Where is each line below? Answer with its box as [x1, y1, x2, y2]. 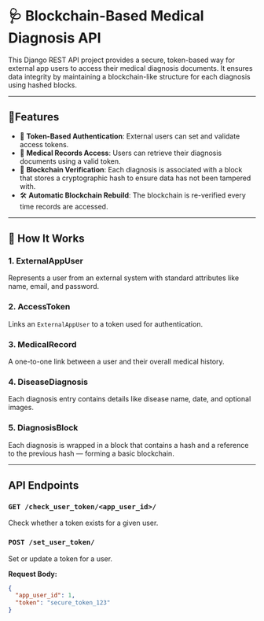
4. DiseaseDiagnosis [8, 376, 89, 387]
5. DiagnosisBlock [8, 423, 79, 434]
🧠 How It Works [8, 232, 85, 246]
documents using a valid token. [19, 156, 121, 166]
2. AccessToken [8, 301, 71, 312]
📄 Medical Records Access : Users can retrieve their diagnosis [19, 148, 222, 157]
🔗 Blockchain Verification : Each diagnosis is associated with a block [19, 164, 243, 174]
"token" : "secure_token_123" [15, 599, 111, 607]
